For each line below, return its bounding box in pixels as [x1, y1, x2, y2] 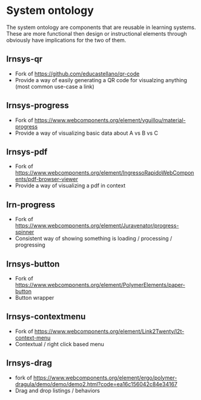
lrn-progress [6, 199, 56, 210]
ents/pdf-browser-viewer [15, 176, 79, 183]
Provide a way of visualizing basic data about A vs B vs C [15, 129, 159, 137]
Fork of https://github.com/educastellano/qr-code [15, 70, 140, 77]
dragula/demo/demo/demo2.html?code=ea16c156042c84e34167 [15, 380, 177, 387]
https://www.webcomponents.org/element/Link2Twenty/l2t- [34, 327, 185, 335]
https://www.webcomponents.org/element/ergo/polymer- [33, 374, 177, 381]
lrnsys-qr [6, 54, 43, 64]
